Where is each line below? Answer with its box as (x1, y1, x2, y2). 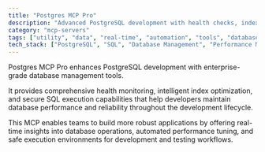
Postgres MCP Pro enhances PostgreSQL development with (8, 62, 203, 72)
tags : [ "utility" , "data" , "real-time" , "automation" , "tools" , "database (8, 33, 259, 42)
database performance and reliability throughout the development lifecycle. (8, 103, 254, 113)
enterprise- (203, 62, 241, 72)
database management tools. (28, 71, 124, 80)
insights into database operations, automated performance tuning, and (24, 127, 254, 136)
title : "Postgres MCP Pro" (8, 11, 97, 20)
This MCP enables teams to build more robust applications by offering (8, 118, 236, 128)
